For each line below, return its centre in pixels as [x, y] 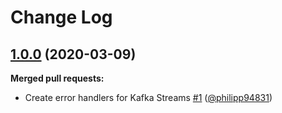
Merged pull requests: [57, 78]
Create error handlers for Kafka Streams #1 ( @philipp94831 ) [148, 97]
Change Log [61, 17]
